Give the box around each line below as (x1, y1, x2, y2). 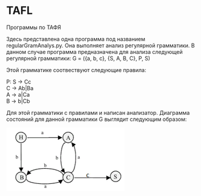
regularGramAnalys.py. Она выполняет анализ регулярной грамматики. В (6, 42, 195, 49)
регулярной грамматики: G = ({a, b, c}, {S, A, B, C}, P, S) (6, 54, 150, 62)
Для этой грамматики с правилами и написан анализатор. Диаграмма (6, 109, 190, 116)
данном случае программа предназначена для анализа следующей (6, 48, 183, 55)
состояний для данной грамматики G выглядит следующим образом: (6, 116, 187, 123)
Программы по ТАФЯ (6, 24, 62, 31)
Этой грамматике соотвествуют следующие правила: (6, 66, 147, 73)
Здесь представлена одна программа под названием (6, 35, 145, 42)
